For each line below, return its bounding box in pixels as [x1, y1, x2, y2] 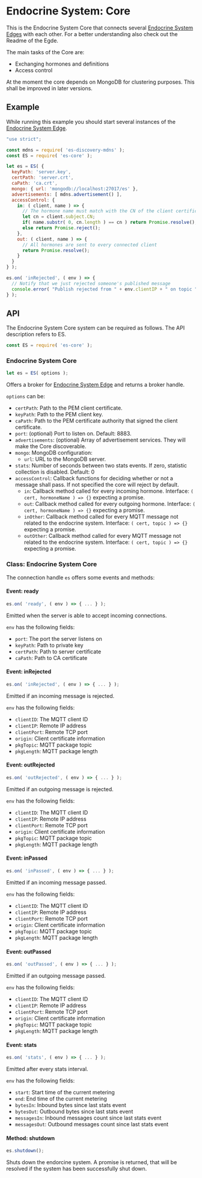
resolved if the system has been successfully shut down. [6, 1165, 147, 1173]
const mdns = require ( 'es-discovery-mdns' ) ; [6, 147, 125, 153]
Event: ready [6, 588, 39, 595]
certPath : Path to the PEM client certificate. [14, 404, 123, 412]
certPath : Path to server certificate [14, 648, 102, 655]
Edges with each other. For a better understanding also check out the [6, 30, 178, 37]
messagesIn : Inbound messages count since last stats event [14, 1114, 162, 1121]
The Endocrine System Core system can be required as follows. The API [6, 324, 185, 332]
